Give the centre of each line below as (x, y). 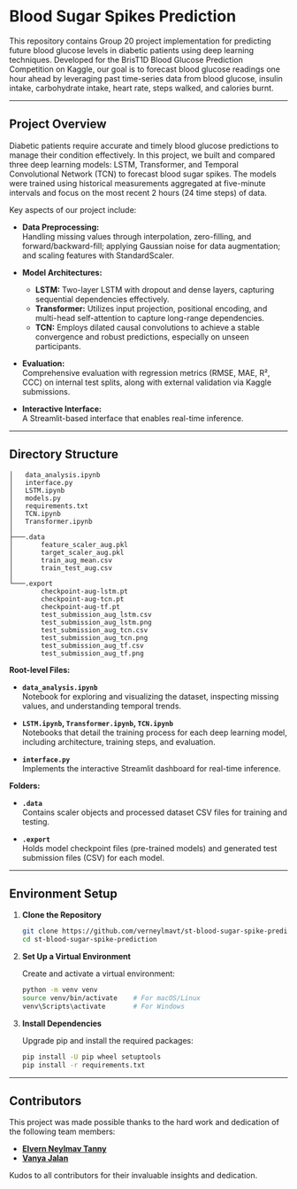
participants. (58, 346)
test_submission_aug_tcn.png (95, 638)
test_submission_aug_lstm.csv (96, 614)
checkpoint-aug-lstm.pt (84, 591)
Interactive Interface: (61, 409)
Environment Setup (63, 893)
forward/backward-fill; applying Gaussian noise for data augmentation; (151, 246)
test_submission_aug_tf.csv (92, 645)
